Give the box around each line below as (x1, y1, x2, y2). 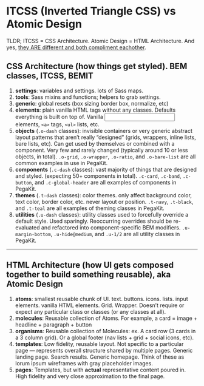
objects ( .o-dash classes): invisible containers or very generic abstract (15, 127, 193, 134)
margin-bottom (15, 231, 51, 237)
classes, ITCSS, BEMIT (6, 71, 94, 81)
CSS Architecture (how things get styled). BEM (6, 61, 188, 72)
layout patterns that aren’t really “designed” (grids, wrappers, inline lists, (15, 134, 196, 141)
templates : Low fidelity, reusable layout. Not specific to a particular (15, 340, 184, 347)
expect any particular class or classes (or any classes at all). (15, 308, 166, 315)
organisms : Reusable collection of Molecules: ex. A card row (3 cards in (15, 327, 196, 334)
